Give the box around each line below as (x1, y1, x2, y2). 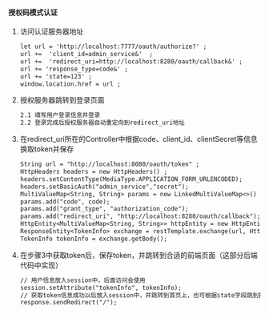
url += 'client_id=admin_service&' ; (19, 50, 154, 58)
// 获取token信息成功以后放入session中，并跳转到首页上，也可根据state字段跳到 (19, 291, 259, 300)
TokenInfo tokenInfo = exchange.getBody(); (19, 235, 168, 243)
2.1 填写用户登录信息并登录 (19, 111, 101, 119)
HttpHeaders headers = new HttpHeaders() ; (19, 168, 168, 176)
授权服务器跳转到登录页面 (19, 95, 105, 105)
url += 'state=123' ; (19, 72, 92, 80)
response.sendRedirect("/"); (19, 299, 118, 307)
